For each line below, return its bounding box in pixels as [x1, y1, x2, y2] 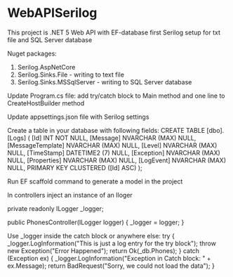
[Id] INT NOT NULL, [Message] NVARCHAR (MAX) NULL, [31, 134, 197, 142]
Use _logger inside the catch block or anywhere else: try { [7, 231, 175, 240]
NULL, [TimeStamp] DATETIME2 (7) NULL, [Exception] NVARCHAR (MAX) [7, 148, 221, 157]
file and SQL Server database [7, 35, 93, 44]
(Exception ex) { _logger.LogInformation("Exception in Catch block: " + [7, 254, 212, 262]
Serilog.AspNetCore [17, 63, 76, 71]
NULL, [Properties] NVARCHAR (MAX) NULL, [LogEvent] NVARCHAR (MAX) [7, 156, 227, 165]
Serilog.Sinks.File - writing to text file [17, 70, 125, 79]
